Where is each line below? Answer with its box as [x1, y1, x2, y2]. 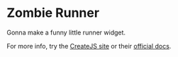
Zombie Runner [6, 5, 100, 21]
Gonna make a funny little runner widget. [6, 28, 126, 37]
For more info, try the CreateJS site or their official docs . [6, 42, 172, 50]
